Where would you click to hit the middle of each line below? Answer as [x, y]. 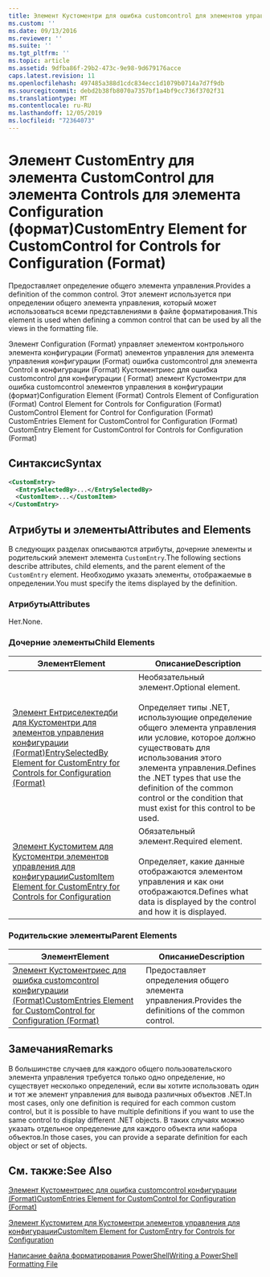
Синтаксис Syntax [55, 464]
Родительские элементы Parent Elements [93, 935]
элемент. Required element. [190, 841]
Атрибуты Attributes [49, 603]
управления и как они [181, 881]
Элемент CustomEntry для [102, 161]
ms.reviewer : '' [35, 38]
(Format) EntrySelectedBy [60, 753]
